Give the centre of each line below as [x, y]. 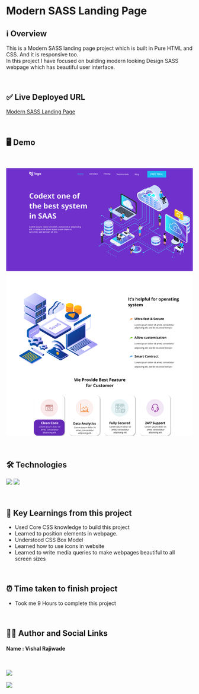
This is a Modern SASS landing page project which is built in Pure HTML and [99, 48]
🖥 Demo [21, 143]
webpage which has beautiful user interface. [61, 67]
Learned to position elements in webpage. [66, 534]
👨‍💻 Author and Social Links [57, 633]
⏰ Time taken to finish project [62, 589]
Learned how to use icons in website [60, 546]
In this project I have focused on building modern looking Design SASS [92, 61]
